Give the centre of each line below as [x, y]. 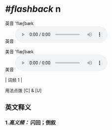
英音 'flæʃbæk [19, 23]
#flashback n [33, 9]
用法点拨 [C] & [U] [23, 90]
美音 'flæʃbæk [19, 51]
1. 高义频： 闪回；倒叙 [30, 123]
